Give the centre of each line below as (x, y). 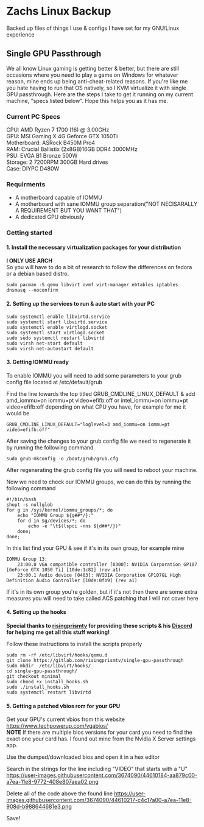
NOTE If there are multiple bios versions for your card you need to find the (100, 733)
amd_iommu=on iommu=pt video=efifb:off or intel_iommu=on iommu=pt (97, 400)
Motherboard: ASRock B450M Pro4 (51, 143)
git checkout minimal (34, 677)
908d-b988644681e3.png (39, 807)
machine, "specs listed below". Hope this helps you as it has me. (87, 100)
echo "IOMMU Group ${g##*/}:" (56, 515)
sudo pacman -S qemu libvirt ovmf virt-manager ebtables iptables (92, 285)
